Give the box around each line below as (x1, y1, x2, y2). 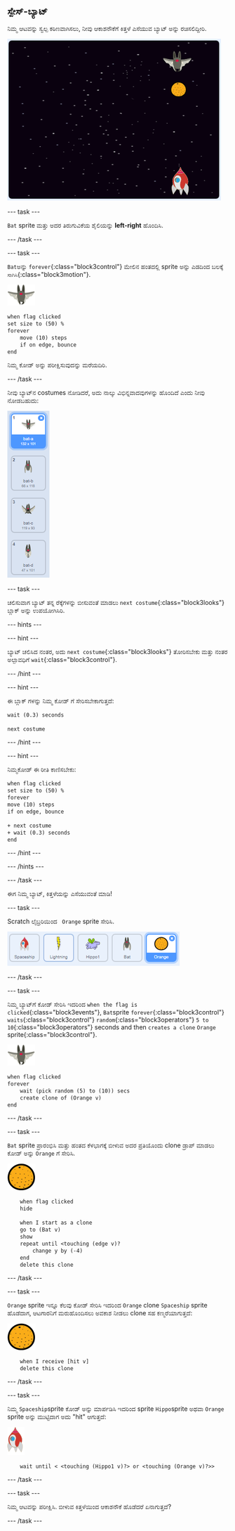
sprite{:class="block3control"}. (7, 1030, 98, 1038)
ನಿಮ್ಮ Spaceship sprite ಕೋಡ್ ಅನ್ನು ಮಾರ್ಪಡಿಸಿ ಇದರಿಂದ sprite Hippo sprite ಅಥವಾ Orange (7, 1405, 224, 1413)
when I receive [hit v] (20, 1357, 90, 1365)
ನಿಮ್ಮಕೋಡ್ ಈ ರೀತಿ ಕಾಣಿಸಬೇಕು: (7, 765, 76, 774)
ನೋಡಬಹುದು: (7, 396, 39, 405)
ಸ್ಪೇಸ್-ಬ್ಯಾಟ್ (7, 6, 48, 18)
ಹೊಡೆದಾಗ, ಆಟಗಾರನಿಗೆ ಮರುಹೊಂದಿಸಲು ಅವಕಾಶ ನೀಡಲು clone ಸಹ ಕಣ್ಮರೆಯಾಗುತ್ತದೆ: (7, 1308, 193, 1317)
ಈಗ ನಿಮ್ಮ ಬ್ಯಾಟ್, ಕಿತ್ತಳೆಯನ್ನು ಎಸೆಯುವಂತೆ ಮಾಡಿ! (7, 889, 112, 898)
